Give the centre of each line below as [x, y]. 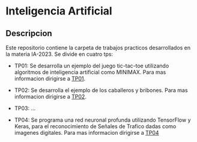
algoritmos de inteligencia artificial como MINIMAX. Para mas [90, 72]
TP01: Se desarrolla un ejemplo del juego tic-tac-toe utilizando [92, 66]
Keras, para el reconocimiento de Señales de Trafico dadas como [95, 126]
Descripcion [29, 33]
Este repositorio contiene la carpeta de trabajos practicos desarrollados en [98, 48]
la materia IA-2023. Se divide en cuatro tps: [59, 54]
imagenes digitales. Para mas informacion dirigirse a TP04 [87, 133]
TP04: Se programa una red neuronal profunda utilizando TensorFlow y [102, 120]
